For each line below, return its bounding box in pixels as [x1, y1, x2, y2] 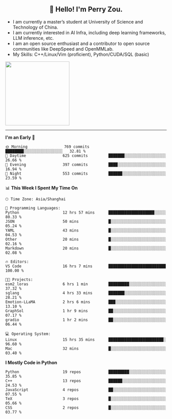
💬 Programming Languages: [5, 205, 60, 211]
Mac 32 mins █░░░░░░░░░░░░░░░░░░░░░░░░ [5, 346, 166, 351]
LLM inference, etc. [12, 35, 54, 41]
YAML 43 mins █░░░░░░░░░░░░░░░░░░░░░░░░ [5, 228, 166, 233]
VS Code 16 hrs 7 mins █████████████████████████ [5, 264, 166, 269]
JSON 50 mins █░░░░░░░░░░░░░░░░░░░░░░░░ [5, 219, 166, 224]
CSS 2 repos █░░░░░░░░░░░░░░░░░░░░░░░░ [5, 405, 166, 410]
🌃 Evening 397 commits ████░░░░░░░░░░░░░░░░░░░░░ [5, 162, 166, 167]
